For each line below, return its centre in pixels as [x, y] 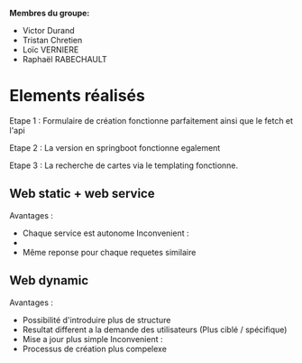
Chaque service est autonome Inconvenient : [105, 233]
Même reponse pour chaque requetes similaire [109, 252]
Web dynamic [49, 280]
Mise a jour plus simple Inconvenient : [92, 339]
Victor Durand [48, 30]
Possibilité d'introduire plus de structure [96, 320]
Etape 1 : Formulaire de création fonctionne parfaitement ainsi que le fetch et [151, 120]
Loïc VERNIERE [50, 50]
